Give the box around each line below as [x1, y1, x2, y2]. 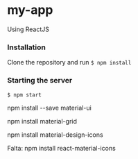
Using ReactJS [7, 25, 50, 33]
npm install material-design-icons [7, 131, 103, 139]
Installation [7, 42, 46, 52]
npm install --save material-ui [7, 103, 92, 112]
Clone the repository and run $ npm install [7, 58, 132, 67]
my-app [7, 2, 53, 18]
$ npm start [7, 91, 42, 99]
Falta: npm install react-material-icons [7, 144, 116, 152]
